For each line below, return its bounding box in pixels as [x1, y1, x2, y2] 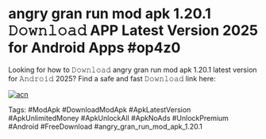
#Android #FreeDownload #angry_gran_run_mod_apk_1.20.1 [8, 122, 202, 131]
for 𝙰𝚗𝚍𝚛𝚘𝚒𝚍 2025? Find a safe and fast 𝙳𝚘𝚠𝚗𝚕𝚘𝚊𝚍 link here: [8, 73, 216, 83]
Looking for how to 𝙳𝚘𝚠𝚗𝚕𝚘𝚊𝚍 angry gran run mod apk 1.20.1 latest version [8, 65, 257, 74]
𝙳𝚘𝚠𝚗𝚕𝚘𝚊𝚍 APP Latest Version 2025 [8, 21, 259, 39]
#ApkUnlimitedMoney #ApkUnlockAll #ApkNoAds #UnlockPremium [8, 113, 229, 122]
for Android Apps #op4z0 [8, 39, 181, 57]
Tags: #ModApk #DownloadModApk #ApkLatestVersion [8, 104, 191, 115]
